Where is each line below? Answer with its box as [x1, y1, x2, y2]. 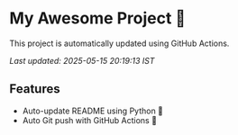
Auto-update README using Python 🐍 [22, 105, 164, 116]
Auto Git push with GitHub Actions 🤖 [22, 114, 158, 125]
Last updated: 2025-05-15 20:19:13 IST [9, 55, 155, 66]
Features [9, 81, 60, 97]
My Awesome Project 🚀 [9, 8, 187, 29]
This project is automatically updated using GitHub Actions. [9, 38, 230, 49]
